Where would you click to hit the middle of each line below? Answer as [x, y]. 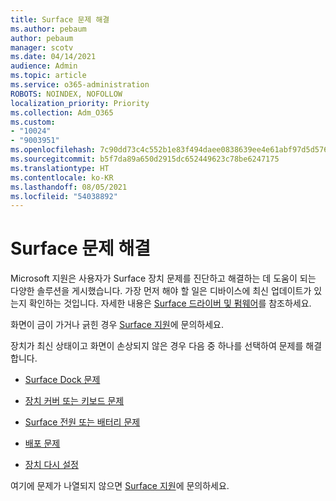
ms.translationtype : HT [60, 168]
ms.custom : [33, 122]
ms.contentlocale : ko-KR [62, 177]
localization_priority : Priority [80, 103]
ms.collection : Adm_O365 [62, 112]
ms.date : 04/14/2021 [53, 57]
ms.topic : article [48, 76]
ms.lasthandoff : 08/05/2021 [69, 187]
